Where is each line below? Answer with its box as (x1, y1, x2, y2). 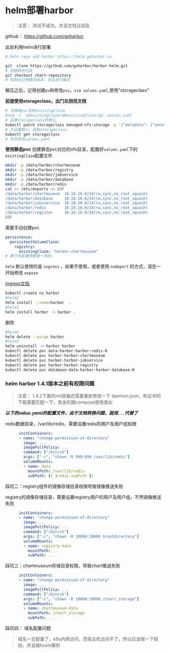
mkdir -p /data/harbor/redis (5, 181, 67, 187)
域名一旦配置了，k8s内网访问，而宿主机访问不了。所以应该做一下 (17, 636, 154, 642)
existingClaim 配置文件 (5, 153, 53, 159)
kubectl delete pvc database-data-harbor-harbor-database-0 (5, 367, 135, 372)
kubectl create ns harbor (5, 290, 60, 296)
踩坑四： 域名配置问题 (5, 625, 51, 631)
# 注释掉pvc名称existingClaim (5, 108, 65, 113)
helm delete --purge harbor (5, 334, 65, 339)
